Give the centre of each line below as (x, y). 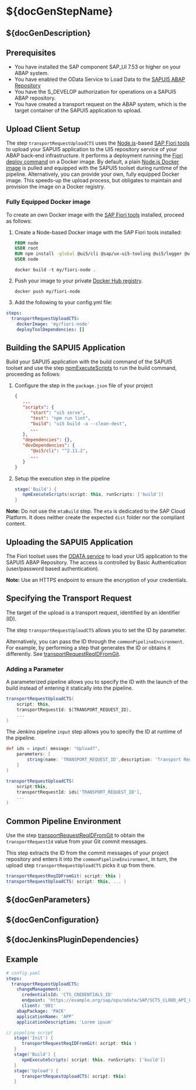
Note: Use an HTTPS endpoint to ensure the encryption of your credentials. (97, 580)
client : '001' (39, 1006)
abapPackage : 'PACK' (41, 1011)
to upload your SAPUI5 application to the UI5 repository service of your (92, 149)
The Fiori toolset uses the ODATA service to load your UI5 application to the (97, 556)
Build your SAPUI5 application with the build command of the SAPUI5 (89, 362)
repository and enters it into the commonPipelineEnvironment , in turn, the (92, 859)
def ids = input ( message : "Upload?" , (53, 749)
